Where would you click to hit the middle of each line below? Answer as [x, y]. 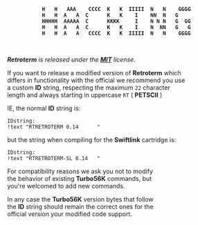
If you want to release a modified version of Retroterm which [94, 73]
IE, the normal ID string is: [44, 108]
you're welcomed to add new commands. [66, 186]
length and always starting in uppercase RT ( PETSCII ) [85, 95]
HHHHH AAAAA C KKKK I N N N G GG [116, 21]
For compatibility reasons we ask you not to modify [80, 171]
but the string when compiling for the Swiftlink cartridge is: [92, 140]
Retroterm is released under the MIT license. [72, 59]
